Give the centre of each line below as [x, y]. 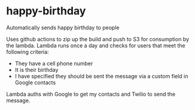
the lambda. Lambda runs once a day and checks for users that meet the [96, 45]
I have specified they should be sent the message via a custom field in [101, 76]
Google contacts [35, 82]
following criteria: [28, 51]
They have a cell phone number [54, 63]
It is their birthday [36, 69]
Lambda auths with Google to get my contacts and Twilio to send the [91, 94]
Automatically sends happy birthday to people [63, 27]
